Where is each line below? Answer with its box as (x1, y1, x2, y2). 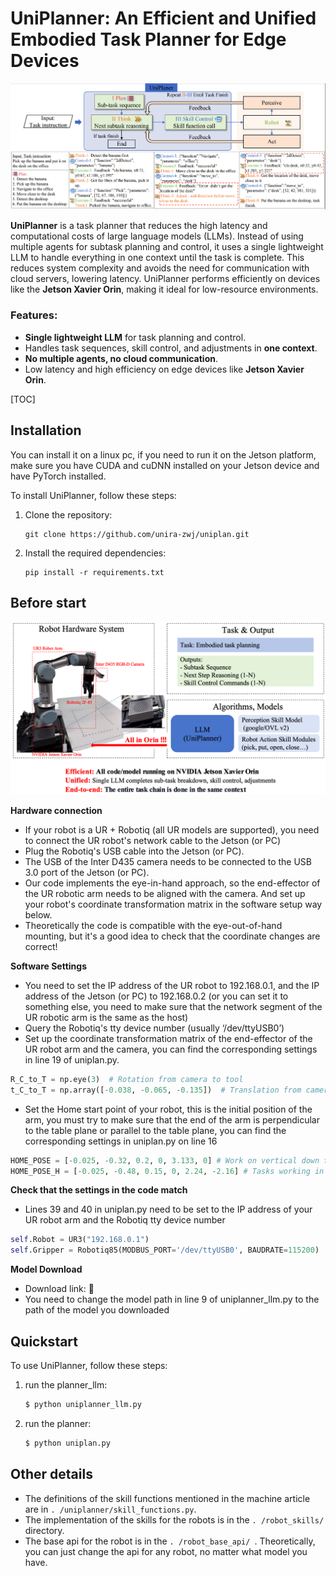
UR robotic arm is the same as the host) (24, 1011, 189, 1023)
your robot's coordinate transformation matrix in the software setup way (24, 898, 323, 910)
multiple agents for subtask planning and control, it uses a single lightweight (10, 241, 324, 253)
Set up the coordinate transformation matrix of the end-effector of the (24, 1032, 313, 1044)
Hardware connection (10, 804, 103, 816)
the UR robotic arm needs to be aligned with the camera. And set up (24, 887, 306, 899)
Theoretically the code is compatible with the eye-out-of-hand (24, 919, 283, 931)
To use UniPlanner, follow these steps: (10, 1360, 168, 1372)
